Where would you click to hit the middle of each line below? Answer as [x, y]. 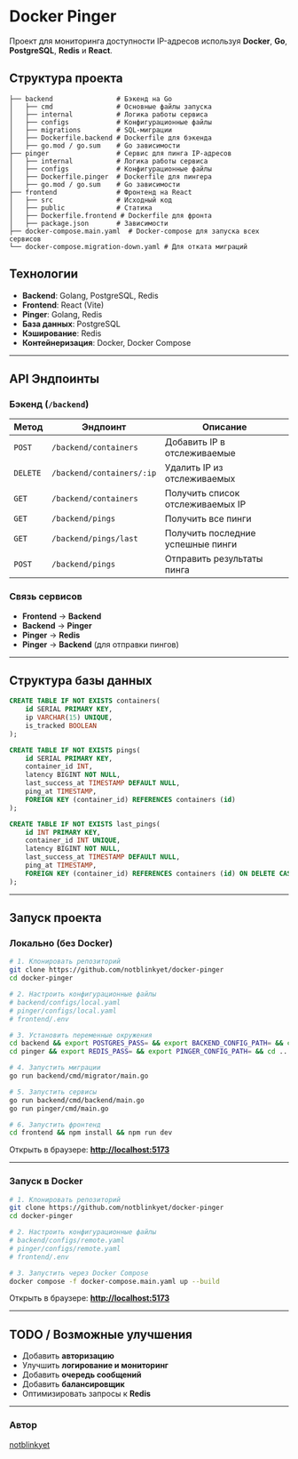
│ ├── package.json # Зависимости [89, 223]
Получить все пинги [208, 519]
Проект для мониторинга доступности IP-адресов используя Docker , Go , [149, 41]
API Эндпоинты [55, 378]
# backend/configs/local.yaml [65, 1002]
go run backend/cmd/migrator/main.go [79, 1076]
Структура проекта [66, 79]
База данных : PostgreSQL [71, 324]
